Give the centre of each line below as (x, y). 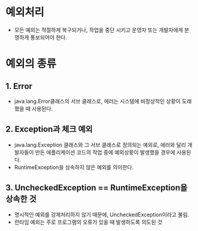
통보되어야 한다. (49, 37)
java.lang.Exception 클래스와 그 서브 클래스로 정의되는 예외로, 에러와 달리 (100, 144)
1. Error (19, 86)
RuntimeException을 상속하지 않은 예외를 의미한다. (74, 167)
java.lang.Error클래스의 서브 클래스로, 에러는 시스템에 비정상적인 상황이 (97, 101)
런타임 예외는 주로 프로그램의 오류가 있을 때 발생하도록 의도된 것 (88, 222)
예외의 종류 (31, 64)
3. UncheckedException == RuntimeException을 (97, 188)
